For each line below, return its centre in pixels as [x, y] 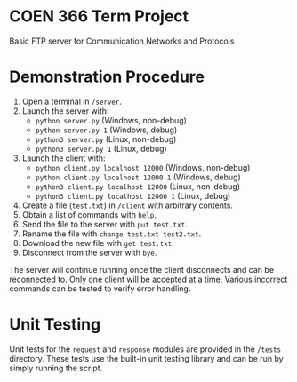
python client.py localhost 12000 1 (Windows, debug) [138, 177]
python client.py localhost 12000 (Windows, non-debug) [143, 167]
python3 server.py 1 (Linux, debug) [101, 148]
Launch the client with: [64, 158]
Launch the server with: [65, 111]
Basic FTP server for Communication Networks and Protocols [122, 41]
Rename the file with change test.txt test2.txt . [112, 234]
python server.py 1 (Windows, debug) [106, 130]
